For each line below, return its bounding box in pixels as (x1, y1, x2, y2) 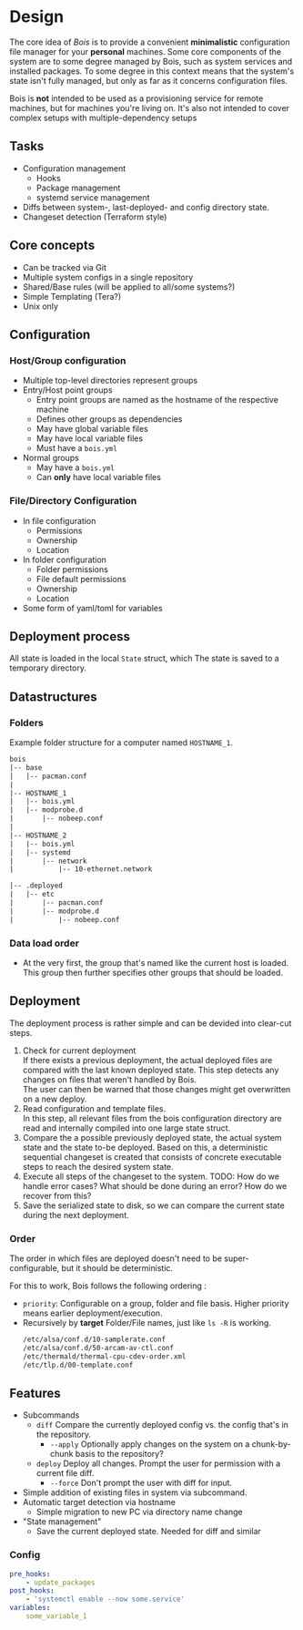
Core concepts (9, 238, 96, 253)
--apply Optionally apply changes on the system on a (49, 1439, 250, 1450)
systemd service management (35, 191, 150, 202)
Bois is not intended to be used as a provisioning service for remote (9, 93, 264, 104)
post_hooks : (9, 1586, 55, 1595)
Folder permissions (35, 563, 109, 575)
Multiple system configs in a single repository (22, 272, 194, 282)
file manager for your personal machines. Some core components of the (9, 46, 282, 56)
